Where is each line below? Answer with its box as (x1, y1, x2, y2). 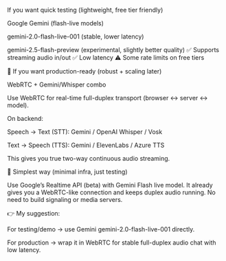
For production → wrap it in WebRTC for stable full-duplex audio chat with (7, 238, 216, 247)
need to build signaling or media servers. (7, 196, 123, 203)
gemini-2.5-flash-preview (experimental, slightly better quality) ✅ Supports (7, 46, 220, 54)
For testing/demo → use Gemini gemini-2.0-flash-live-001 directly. (7, 225, 195, 233)
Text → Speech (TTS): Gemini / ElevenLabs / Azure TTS (7, 141, 165, 149)
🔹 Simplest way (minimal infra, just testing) (7, 168, 128, 176)
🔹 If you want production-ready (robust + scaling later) (7, 67, 162, 75)
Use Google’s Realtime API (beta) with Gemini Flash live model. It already (7, 181, 213, 189)
